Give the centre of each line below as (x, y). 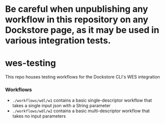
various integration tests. (58, 41)
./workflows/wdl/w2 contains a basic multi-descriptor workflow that (81, 111)
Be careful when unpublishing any (77, 9)
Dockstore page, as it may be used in (82, 30)
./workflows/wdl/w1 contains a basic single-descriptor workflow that (82, 100)
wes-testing (31, 63)
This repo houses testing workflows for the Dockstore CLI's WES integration (83, 77)
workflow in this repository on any (77, 20)
